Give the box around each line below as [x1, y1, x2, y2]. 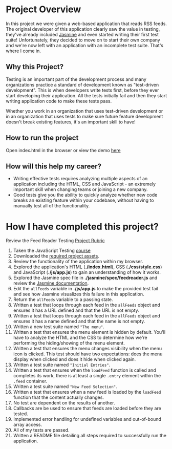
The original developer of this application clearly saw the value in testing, [6, 26, 160, 32]
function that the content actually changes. [13, 394, 104, 400]
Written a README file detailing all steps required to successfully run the [13, 433, 167, 439]
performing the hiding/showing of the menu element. [13, 340, 125, 346]
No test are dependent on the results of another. [13, 400, 115, 406]
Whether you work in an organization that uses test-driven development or [6, 108, 163, 114]
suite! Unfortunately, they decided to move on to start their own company [6, 37, 160, 43]
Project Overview [6, 4, 81, 15]
